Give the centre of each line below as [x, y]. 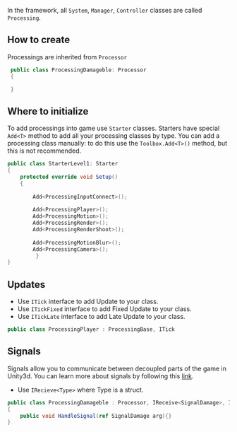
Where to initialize [48, 111]
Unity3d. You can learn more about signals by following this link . [101, 376]
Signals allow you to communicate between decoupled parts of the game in [117, 368]
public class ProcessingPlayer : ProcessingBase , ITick [91, 329]
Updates [26, 285]
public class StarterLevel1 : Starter [63, 164]
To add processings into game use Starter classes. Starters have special [114, 128]
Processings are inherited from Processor [67, 57]
